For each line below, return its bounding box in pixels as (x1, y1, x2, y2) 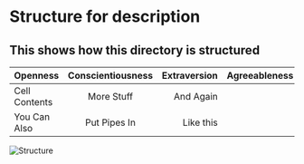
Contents (14, 96, 53, 108)
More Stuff (87, 91, 134, 102)
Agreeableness (226, 70, 294, 82)
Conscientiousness (67, 70, 154, 82)
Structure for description (9, 6, 201, 27)
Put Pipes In (84, 116, 136, 129)
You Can (14, 111, 51, 123)
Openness (14, 70, 60, 82)
